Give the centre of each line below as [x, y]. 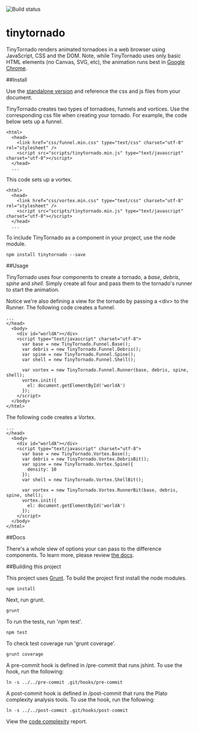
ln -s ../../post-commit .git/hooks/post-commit [67, 710]
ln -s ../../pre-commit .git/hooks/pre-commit [64, 682]
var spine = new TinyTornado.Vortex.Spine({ [77, 464]
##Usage [17, 266]
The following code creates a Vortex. [51, 417]
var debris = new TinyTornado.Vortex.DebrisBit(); [85, 459]
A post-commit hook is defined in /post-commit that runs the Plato [87, 693]
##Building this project [34, 566]
